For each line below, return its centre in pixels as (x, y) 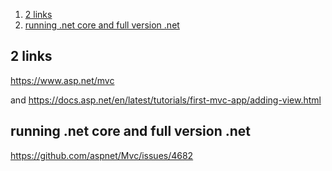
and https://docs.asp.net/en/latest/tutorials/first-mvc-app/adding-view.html (166, 100)
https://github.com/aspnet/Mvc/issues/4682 (102, 155)
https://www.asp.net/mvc (62, 80)
